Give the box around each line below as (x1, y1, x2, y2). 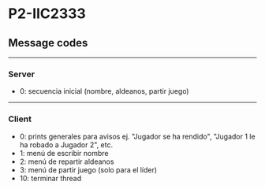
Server (8, 69, 35, 80)
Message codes (8, 36, 88, 50)
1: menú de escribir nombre (19, 148, 109, 157)
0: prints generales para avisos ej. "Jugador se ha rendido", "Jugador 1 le (19, 132, 256, 141)
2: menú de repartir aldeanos (19, 157, 114, 166)
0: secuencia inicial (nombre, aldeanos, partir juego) (19, 87, 189, 96)
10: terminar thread (19, 173, 82, 183)
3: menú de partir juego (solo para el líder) (19, 165, 158, 174)
